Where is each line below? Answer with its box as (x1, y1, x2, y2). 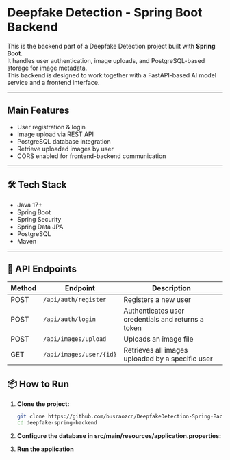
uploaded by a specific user (123, 354, 214, 363)
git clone (16, 413, 46, 420)
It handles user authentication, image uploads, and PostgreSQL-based (7, 56, 205, 64)
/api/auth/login (43, 316, 96, 323)
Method (10, 283, 37, 293)
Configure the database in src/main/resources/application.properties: (16, 431, 221, 439)
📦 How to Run (7, 378, 70, 389)
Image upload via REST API (16, 130, 94, 138)
